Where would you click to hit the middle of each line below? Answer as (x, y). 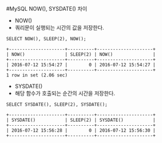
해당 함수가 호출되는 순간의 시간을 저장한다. (65, 93)
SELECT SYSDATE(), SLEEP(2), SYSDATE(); (57, 104)
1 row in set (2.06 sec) (37, 75)
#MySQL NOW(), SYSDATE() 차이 (47, 9)
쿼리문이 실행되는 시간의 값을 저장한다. (59, 28)
